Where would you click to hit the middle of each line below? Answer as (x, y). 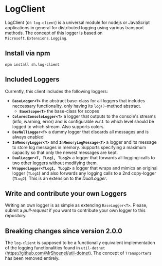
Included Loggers (32, 80)
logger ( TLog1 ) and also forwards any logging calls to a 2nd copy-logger (84, 173)
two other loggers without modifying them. (55, 163)
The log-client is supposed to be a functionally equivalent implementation (80, 243)
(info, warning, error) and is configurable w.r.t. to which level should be (83, 121)
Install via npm (27, 53)
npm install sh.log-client (32, 64)
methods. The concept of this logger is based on (54, 33)
